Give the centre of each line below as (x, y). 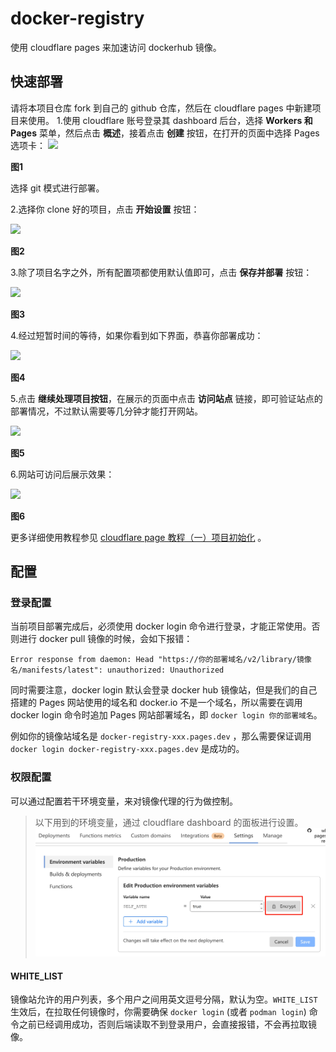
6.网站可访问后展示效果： (62, 474)
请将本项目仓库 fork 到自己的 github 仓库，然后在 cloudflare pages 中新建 (161, 108)
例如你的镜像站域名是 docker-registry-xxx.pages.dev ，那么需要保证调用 (161, 736)
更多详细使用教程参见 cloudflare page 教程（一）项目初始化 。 (138, 537)
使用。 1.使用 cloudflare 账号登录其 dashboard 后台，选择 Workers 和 (170, 120)
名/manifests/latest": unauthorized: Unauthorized (117, 670)
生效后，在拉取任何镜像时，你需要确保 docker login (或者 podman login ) (158, 1012)
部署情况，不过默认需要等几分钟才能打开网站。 (106, 411)
